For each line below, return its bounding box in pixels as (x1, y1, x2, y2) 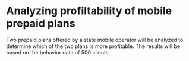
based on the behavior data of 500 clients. (6, 49, 111, 56)
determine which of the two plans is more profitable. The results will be (6, 43, 181, 50)
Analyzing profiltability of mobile (6, 4, 172, 18)
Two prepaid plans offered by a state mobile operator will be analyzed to (6, 36, 184, 43)
